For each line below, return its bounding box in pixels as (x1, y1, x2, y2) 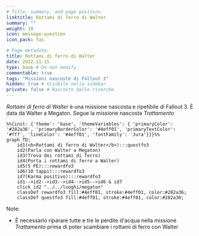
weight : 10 (6, 25, 34, 32)
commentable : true (6, 70, 52, 76)
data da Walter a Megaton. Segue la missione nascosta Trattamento (6, 109, 174, 116)
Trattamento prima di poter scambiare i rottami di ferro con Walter (14, 223, 179, 230)
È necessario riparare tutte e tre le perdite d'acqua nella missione (14, 217, 177, 224)
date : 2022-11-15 (6, 58, 50, 65)
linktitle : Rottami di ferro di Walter (6, 14, 106, 20)
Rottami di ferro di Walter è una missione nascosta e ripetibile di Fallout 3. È (6, 103, 194, 110)
